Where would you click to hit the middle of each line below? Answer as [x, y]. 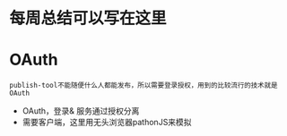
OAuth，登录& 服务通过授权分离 [81, 111]
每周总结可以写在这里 [88, 18]
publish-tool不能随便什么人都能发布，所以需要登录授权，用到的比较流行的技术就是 [143, 86]
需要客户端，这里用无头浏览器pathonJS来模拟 [107, 123]
